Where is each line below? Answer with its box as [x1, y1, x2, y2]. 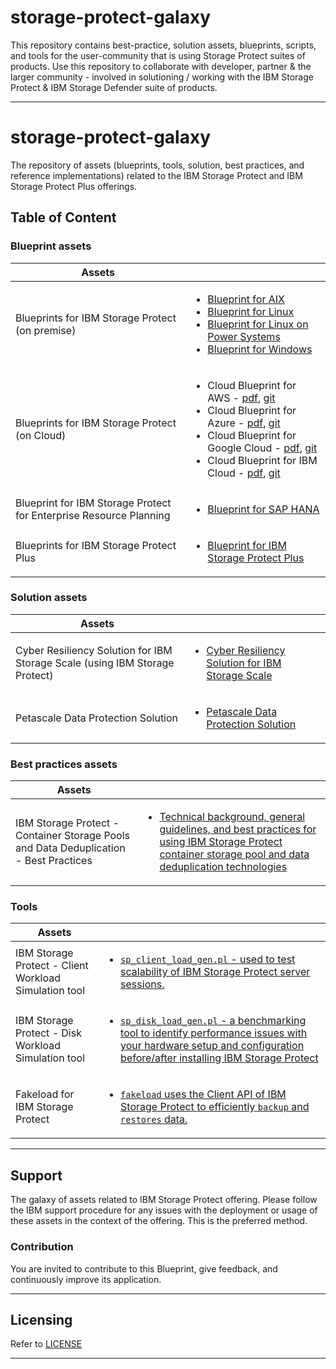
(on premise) [15, 323, 77, 337]
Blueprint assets [10, 239, 92, 253]
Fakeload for [15, 1087, 75, 1101]
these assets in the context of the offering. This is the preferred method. [10, 1215, 308, 1227]
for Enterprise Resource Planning [15, 508, 171, 522]
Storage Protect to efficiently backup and [120, 1100, 310, 1114]
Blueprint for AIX [207, 292, 285, 306]
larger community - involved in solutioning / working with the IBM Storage [10, 71, 314, 83]
